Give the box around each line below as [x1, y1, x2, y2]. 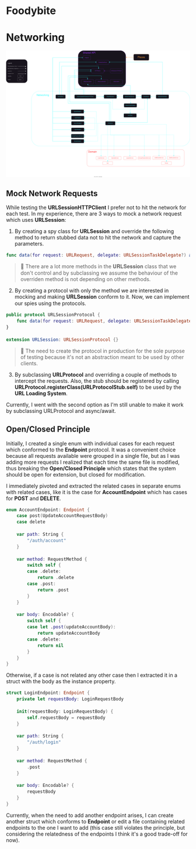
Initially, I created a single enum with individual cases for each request [6, 440, 175, 447]
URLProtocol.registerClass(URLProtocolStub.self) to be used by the [14, 384, 182, 391]
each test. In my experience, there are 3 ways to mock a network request [6, 210, 182, 217]
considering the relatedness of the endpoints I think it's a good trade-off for [6, 830, 188, 837]
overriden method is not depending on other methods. [20, 276, 151, 283]
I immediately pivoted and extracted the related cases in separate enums [6, 482, 181, 489]
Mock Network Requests [6, 189, 98, 198]
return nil [37, 642, 64, 648]
